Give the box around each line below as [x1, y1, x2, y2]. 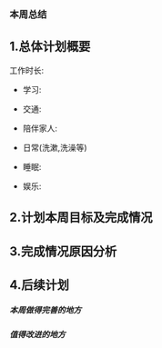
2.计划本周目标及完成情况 [9, 210, 153, 225]
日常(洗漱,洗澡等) [22, 142, 88, 153]
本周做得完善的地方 [9, 304, 82, 315]
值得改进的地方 [9, 329, 66, 340]
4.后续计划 [9, 277, 70, 293]
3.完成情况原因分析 [9, 244, 117, 259]
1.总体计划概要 [9, 39, 91, 55]
